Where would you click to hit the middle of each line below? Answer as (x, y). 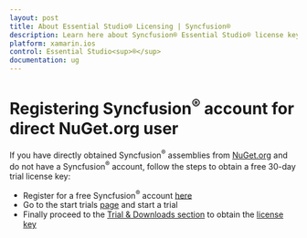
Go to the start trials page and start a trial (100, 205)
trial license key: (40, 176)
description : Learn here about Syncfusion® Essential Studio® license (147, 35)
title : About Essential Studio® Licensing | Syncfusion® (120, 26)
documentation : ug (44, 60)
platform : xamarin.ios (53, 43)
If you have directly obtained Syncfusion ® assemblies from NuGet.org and (148, 154)
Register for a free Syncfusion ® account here (107, 194)
